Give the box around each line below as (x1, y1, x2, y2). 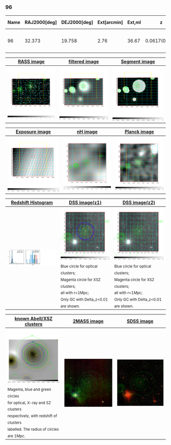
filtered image (68, 59, 99, 65)
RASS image (17, 59, 45, 65)
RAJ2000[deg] (24, 19, 57, 26)
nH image (76, 129, 98, 135)
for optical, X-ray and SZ (7, 400, 51, 405)
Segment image (121, 59, 155, 65)
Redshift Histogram (11, 200, 53, 206)
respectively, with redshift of (7, 413, 58, 418)
